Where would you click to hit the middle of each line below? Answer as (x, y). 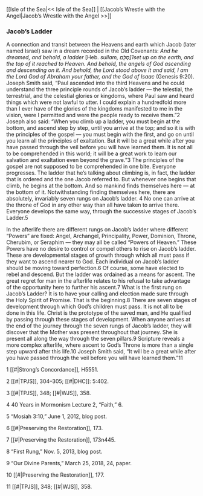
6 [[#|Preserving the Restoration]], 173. (55, 428)
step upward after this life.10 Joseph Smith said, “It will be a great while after (101, 352)
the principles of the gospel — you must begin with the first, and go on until (100, 134)
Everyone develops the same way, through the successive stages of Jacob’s (101, 211)
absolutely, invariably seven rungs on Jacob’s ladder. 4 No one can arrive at (101, 199)
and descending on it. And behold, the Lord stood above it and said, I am (97, 70)
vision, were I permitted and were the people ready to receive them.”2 (93, 115)
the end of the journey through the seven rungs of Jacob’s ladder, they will (99, 326)
